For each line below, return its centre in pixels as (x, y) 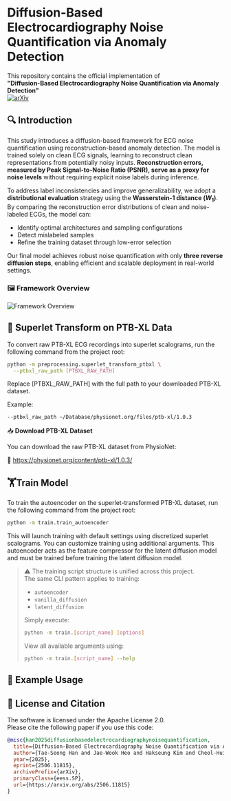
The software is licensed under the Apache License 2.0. (86, 720)
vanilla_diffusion (60, 600)
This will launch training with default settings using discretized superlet (108, 535)
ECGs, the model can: (60, 214)
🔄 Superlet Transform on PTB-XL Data (90, 328)
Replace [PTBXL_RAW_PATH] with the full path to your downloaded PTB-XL (114, 384)
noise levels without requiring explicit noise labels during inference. (103, 177)
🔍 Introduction (40, 120)
